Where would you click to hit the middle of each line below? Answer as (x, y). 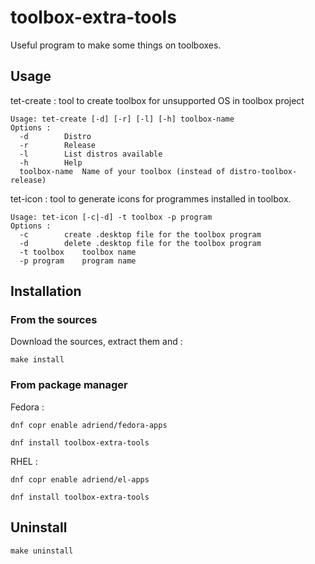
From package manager (69, 385)
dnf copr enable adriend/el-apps (80, 479)
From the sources (54, 320)
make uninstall (42, 551)
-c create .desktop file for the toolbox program (140, 234)
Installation (46, 291)
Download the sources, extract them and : (96, 342)
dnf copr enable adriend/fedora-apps (89, 425)
